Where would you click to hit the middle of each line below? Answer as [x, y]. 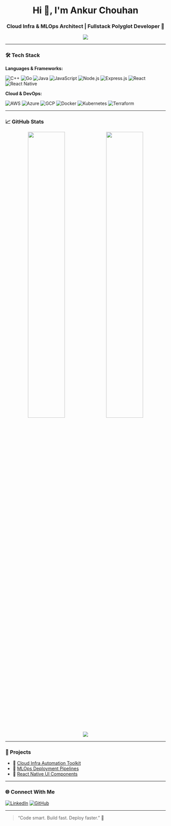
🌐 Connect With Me [30, 792]
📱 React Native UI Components [45, 774]
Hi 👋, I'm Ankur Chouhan [85, 10]
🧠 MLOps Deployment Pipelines [46, 768]
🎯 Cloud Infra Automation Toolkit [47, 763]
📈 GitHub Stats [25, 122]
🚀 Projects [18, 752]
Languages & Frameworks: [34, 68]
